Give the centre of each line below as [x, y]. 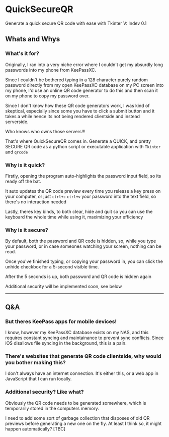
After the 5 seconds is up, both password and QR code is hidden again [78, 277]
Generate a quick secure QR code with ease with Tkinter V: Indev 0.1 [76, 23]
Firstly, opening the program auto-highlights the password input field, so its [83, 176]
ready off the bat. [23, 181]
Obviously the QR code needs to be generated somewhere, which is [76, 403]
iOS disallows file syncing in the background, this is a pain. [66, 343]
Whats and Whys [33, 39]
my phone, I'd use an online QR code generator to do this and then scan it [82, 90]
